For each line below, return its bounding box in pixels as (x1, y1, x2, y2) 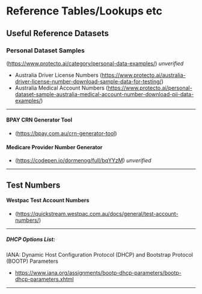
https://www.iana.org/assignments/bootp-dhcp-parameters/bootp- (14, 269, 182, 276)
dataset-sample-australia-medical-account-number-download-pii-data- (14, 90, 194, 97)
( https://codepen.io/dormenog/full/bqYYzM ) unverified (14, 157, 151, 164)
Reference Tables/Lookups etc (6, 4, 162, 18)
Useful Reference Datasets (6, 28, 109, 38)
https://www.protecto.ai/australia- (102, 71, 186, 79)
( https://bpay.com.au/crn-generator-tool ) (14, 130, 117, 137)
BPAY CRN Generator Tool (6, 116, 72, 124)
